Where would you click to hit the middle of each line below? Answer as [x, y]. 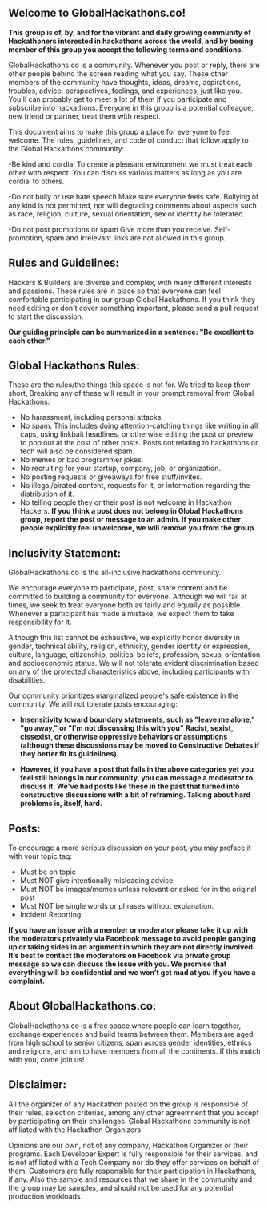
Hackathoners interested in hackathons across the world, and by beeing [131, 41]
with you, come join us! [46, 1059]
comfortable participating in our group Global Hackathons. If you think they [132, 299]
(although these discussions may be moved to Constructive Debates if [140, 745]
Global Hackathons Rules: [74, 366]
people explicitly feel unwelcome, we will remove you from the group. [138, 528]
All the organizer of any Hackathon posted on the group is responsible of [128, 1104]
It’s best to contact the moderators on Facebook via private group [120, 956]
